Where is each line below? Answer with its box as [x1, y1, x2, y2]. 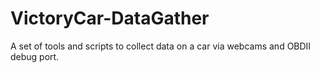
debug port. [10, 50, 60, 62]
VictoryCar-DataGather [10, 7, 210, 30]
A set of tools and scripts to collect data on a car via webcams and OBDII [10, 40, 312, 52]
